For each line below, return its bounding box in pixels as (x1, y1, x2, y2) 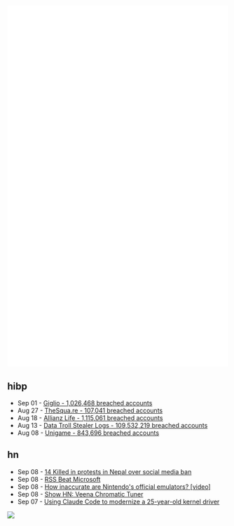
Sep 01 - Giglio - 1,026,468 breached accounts (17, 398, 153, 407)
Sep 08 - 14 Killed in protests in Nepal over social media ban (17, 467, 192, 476)
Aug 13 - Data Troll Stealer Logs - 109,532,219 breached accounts (17, 421, 208, 429)
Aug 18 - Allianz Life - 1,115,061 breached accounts (17, 413, 163, 422)
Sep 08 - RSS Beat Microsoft (17, 475, 101, 483)
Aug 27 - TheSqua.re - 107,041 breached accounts (17, 406, 163, 414)
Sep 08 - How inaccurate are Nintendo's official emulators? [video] (17, 483, 212, 491)
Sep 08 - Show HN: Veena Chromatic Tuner (17, 490, 144, 498)
